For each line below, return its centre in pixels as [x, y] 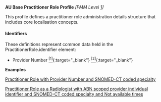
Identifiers [16, 33]
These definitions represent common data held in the [59, 45]
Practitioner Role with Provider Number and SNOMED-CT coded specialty [80, 79]
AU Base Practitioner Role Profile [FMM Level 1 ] [54, 7]
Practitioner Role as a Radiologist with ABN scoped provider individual [77, 89]
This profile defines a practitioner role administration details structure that [80, 17]
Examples [16, 69]
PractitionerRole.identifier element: [41, 50]
